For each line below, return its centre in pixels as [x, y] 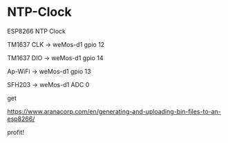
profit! [16, 132]
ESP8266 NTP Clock [36, 31]
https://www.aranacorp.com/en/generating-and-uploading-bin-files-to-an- [114, 111]
